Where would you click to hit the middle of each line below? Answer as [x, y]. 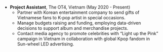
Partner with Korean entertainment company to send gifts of [78, 12]
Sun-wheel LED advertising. [45, 44]
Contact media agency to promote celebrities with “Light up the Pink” [88, 33]
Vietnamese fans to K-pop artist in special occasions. [71, 18]
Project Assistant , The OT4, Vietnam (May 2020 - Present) [70, 7]
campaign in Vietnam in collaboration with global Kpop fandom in [83, 39]
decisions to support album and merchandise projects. [73, 28]
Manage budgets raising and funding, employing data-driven [79, 23]
